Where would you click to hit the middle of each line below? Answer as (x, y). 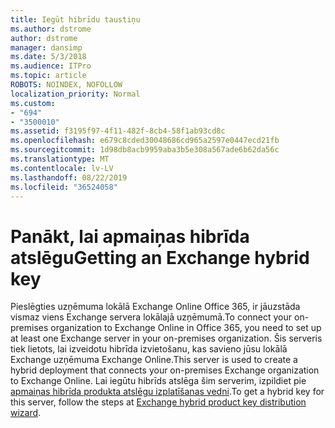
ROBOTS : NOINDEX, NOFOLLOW (66, 85)
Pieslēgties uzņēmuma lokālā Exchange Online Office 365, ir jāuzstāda (155, 307)
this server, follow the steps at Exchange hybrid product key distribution (158, 402)
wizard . (26, 413)
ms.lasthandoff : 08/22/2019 (69, 177)
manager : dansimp (46, 47)
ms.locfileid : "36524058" (64, 187)
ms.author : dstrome (51, 29)
